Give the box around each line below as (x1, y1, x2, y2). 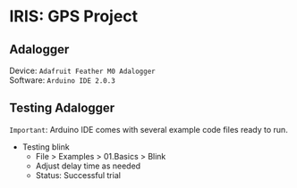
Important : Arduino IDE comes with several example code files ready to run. (9, 124, 288, 135)
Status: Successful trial (35, 169, 121, 180)
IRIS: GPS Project (9, 6, 139, 27)
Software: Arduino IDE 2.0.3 (9, 75, 116, 86)
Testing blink (21, 141, 70, 152)
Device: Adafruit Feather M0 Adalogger (9, 65, 156, 76)
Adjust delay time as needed (35, 160, 141, 171)
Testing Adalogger (9, 101, 115, 116)
